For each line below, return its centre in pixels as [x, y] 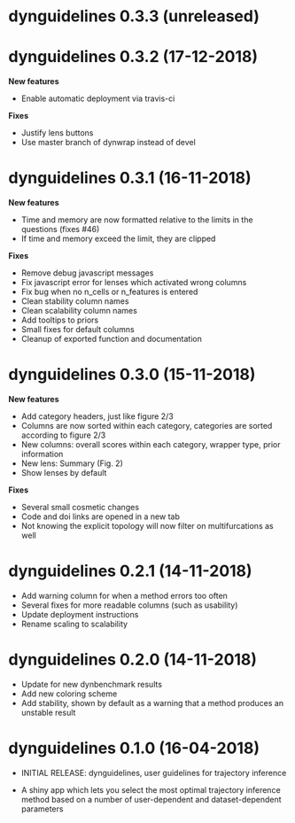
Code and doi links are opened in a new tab [101, 516]
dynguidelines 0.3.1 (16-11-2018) [130, 178]
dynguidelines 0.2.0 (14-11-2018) [133, 660]
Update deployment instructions [80, 614]
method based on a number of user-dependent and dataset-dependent [151, 799]
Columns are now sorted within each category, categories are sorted [147, 426]
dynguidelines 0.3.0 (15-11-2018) [132, 375]
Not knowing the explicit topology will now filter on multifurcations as [147, 526]
